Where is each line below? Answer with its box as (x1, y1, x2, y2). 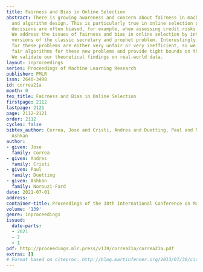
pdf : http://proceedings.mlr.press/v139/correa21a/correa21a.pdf (6, 245, 174, 251)
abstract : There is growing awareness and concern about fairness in (6, 15, 185, 21)
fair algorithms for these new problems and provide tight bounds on (11, 48, 190, 55)
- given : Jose (6, 144, 42, 150)
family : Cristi (11, 161, 50, 167)
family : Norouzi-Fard (11, 184, 66, 190)
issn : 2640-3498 (6, 76, 47, 82)
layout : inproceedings (6, 59, 63, 65)
